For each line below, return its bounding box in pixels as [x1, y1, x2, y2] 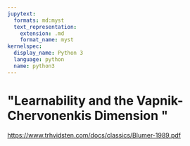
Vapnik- [136, 93, 184, 109]
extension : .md [20, 29, 65, 37]
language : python [13, 56, 65, 63]
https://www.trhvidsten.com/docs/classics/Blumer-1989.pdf [7, 131, 182, 139]
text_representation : [13, 23, 77, 30]
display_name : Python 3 [13, 50, 83, 57]
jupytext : [7, 10, 37, 18]
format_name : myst [20, 36, 74, 44]
